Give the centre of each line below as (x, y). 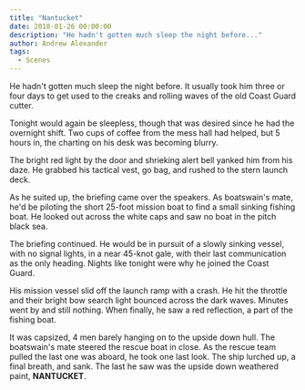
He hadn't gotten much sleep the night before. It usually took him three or (147, 86)
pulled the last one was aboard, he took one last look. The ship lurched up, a (152, 357)
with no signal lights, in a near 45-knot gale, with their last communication (148, 253)
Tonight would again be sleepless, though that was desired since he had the (152, 123)
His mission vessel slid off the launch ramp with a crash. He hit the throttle (149, 291)
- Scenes (34, 60)
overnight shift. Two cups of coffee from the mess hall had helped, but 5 (145, 133)
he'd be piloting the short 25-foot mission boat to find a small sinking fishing (152, 207)
